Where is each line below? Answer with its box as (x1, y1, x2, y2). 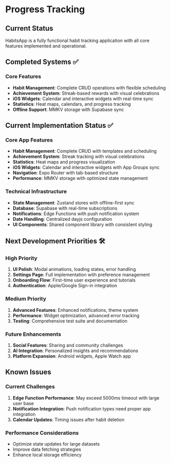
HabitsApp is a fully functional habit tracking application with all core (5, 37, 150, 43)
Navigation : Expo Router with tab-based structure (12, 170, 118, 176)
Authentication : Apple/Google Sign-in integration (12, 283, 117, 289)
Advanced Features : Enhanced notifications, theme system (12, 307, 139, 313)
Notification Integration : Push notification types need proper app (12, 405, 151, 412)
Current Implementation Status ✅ (5, 121, 114, 130)
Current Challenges (5, 383, 55, 390)
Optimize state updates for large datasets (12, 441, 100, 447)
